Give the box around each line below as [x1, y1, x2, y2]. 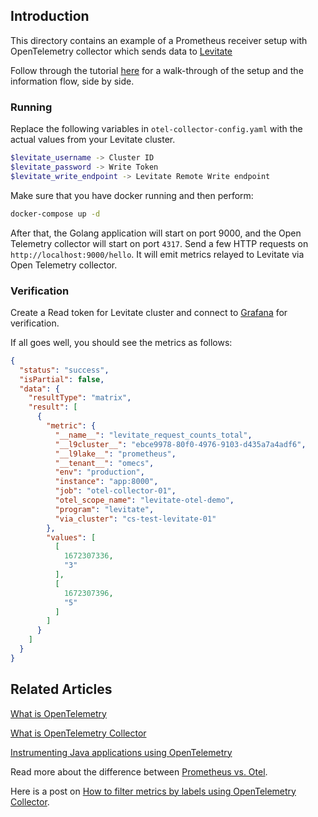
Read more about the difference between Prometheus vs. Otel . [10, 765, 268, 778]
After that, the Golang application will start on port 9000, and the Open [10, 227, 302, 239]
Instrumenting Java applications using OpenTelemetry [10, 746, 233, 758]
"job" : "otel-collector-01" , [54, 486, 177, 496]
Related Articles [10, 681, 113, 698]
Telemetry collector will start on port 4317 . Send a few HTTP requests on [10, 237, 309, 249]
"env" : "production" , [54, 467, 145, 478]
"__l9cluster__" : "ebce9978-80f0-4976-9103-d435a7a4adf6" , [54, 439, 307, 449]
